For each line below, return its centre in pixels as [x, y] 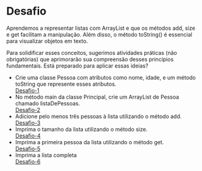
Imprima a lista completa [46, 155]
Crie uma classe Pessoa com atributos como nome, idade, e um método [105, 77]
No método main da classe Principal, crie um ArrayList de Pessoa [97, 97]
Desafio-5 [28, 148]
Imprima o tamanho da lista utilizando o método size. [81, 129]
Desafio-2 [28, 110]
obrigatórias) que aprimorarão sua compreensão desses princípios [90, 59]
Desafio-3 [28, 122]
